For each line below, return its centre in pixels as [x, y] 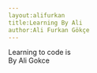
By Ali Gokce [29, 60]
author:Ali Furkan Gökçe [49, 30]
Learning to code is [39, 53]
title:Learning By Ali [45, 23]
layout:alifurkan [37, 15]
